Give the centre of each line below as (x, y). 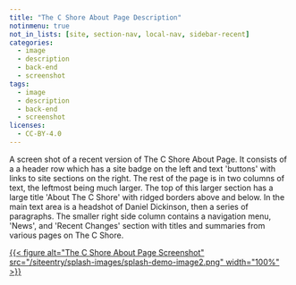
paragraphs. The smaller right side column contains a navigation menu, (140, 216)
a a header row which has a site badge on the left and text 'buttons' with (142, 168)
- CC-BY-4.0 (40, 134)
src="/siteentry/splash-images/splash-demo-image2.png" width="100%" (144, 262)
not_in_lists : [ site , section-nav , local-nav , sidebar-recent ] (130, 34)
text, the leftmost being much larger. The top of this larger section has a (141, 188)
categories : (31, 42)
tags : (19, 84)
